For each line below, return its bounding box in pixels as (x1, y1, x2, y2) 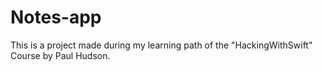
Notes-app (10, 6, 102, 29)
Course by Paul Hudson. (10, 49, 111, 61)
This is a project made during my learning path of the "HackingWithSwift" (10, 39, 313, 51)
